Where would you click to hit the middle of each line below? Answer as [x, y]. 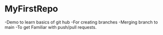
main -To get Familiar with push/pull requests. [51, 27]
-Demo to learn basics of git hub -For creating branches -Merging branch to [81, 22]
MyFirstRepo [31, 9]
